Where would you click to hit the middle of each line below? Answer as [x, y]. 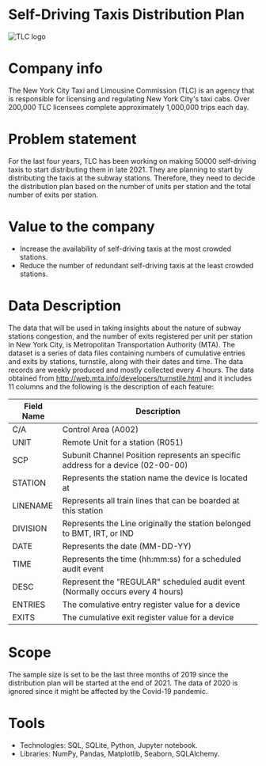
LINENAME [33, 506]
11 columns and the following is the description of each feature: [111, 386]
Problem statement [72, 139]
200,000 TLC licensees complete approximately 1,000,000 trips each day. [129, 107]
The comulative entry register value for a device [151, 605]
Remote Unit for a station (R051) [123, 442]
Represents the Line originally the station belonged [157, 523]
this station [83, 510]
